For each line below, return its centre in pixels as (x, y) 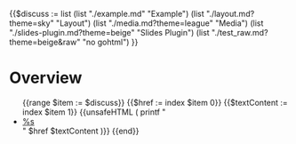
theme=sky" (32, 23)
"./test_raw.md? (240, 32)
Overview (46, 78)
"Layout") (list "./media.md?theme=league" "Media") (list (160, 23)
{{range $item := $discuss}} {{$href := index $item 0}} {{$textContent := (155, 102)
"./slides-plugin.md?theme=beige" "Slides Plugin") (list (110, 32)
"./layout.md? (230, 14)
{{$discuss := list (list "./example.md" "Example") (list (107, 14)
